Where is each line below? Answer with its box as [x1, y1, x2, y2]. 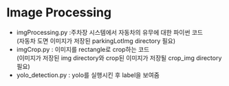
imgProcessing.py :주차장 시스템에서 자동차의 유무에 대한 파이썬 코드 [16, 28, 204, 36]
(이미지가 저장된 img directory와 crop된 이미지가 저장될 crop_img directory [16, 53, 222, 62]
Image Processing [6, 5, 111, 20]
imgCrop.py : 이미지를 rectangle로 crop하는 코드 [16, 45, 150, 53]
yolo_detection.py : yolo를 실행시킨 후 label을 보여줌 [16, 70, 160, 79]
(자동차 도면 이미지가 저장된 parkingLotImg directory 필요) [16, 36, 176, 45]
